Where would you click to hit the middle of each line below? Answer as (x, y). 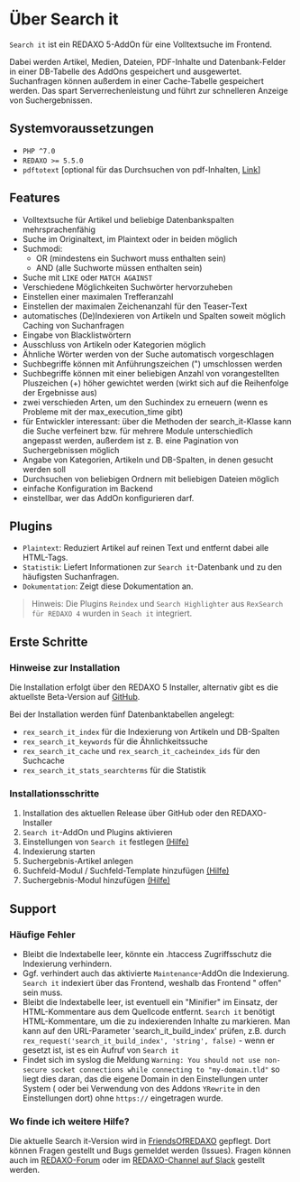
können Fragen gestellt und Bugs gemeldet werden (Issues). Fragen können (150, 1150)
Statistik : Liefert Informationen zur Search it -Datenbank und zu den (152, 567)
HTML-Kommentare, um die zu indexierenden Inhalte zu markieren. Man (156, 1021)
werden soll (44, 469)
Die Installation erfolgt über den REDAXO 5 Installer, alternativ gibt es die (144, 687)
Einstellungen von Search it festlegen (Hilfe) (105, 842)
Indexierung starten (59, 852)
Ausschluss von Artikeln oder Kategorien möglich (114, 344)
